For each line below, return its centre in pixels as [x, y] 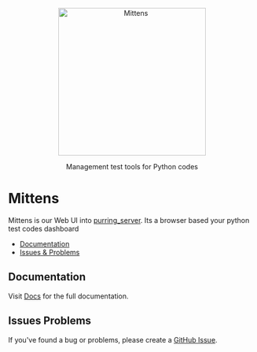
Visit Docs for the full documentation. [68, 296]
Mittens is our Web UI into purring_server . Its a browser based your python [129, 220]
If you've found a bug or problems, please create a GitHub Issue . [113, 339]
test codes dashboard [44, 228]
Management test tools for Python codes [132, 167]
